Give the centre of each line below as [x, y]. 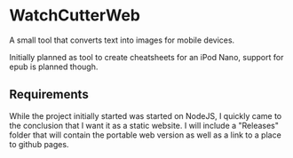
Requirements [49, 95]
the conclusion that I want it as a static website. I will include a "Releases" [144, 125]
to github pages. [39, 144]
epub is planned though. [54, 67]
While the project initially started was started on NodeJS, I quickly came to [146, 115]
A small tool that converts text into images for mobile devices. [122, 40]
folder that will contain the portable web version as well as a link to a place [145, 135]
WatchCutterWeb [75, 16]
